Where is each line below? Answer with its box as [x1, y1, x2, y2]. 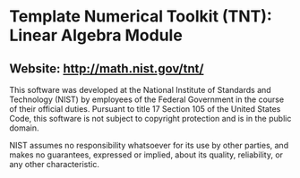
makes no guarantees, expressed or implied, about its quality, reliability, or [9, 149, 284, 160]
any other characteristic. [9, 159, 100, 169]
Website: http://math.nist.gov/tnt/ [9, 61, 204, 76]
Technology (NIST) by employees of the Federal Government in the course [9, 94, 285, 105]
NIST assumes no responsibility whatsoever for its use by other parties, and [9, 140, 289, 150]
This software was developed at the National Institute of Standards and [9, 85, 271, 95]
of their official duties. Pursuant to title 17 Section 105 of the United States [9, 104, 281, 114]
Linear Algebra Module [9, 25, 184, 46]
